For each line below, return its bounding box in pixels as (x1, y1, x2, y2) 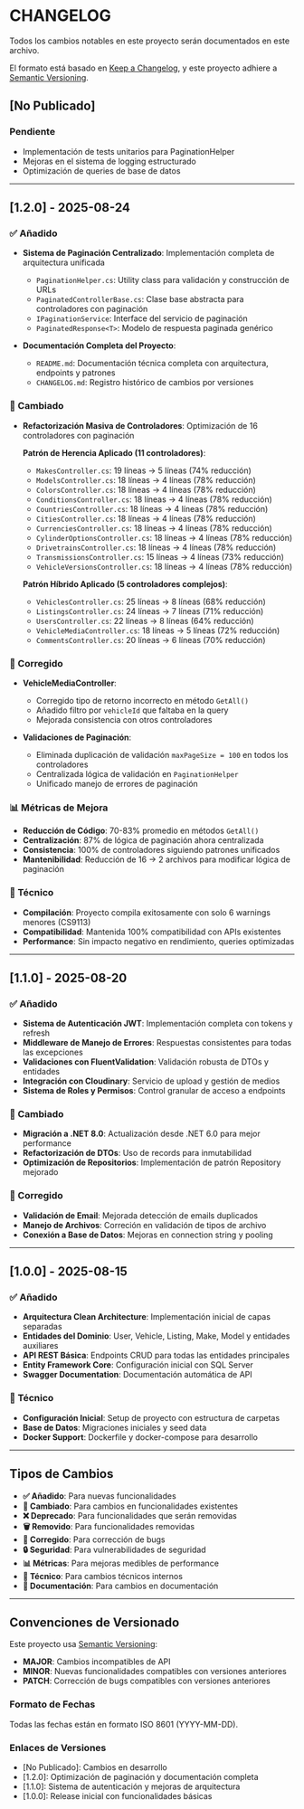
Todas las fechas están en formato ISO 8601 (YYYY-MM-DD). (9, 1719, 238, 1729)
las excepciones (22, 1047, 83, 1058)
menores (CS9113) (22, 916, 91, 927)
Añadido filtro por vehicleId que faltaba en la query (35, 705, 229, 715)
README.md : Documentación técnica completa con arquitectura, (35, 358, 269, 369)
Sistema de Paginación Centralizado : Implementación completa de (22, 248, 275, 259)
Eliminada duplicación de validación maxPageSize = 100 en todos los (35, 749, 290, 760)
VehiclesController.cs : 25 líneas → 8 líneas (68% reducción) (35, 596, 267, 607)
